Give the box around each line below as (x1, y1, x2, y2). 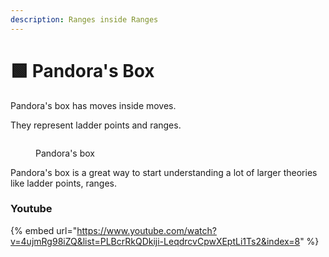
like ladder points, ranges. (10, 177, 118, 189)
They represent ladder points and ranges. (10, 119, 182, 131)
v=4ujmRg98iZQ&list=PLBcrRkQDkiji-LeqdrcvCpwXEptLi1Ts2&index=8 (10, 235, 301, 247)
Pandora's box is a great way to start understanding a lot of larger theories (10, 166, 318, 178)
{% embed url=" (10, 224, 78, 236)
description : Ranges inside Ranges (10, 14, 159, 25)
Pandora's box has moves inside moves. (10, 99, 177, 111)
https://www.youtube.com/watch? (76, 224, 217, 236)
